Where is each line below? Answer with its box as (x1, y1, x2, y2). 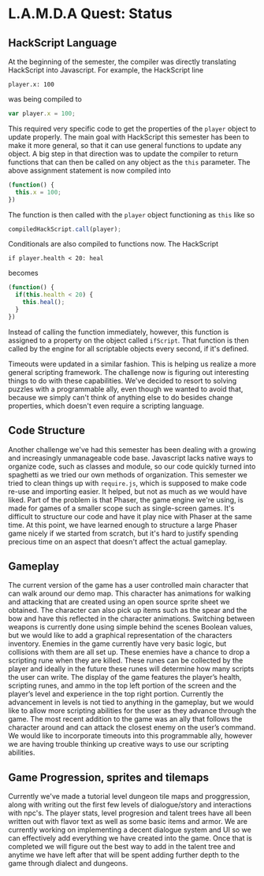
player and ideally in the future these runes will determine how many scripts (8, 664, 255, 674)
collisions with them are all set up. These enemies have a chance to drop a (8, 648, 251, 657)
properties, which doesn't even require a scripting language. (8, 401, 205, 410)
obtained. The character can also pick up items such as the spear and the (8, 606, 247, 615)
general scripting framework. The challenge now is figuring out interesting (8, 367, 250, 377)
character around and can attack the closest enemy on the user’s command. (8, 722, 256, 733)
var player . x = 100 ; (8, 109, 76, 117)
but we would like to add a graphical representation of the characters (8, 631, 232, 640)
